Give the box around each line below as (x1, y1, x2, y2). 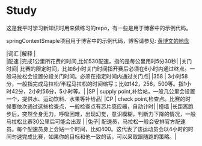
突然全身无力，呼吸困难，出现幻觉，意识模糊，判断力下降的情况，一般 (22, 110, 196, 118)
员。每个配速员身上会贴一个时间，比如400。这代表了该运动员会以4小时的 (6, 125, 188, 133)
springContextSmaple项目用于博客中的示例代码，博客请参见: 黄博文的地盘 (6, 37, 189, 44)
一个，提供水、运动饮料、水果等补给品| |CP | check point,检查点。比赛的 (6, 95, 186, 103)
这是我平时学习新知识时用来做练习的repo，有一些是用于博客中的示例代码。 (6, 24, 192, 31)
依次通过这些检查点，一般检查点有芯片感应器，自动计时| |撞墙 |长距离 (16, 103, 188, 110)
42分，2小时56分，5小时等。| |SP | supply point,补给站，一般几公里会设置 (11, 87, 195, 95)
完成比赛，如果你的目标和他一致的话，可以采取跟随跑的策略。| (22, 133, 177, 140)
